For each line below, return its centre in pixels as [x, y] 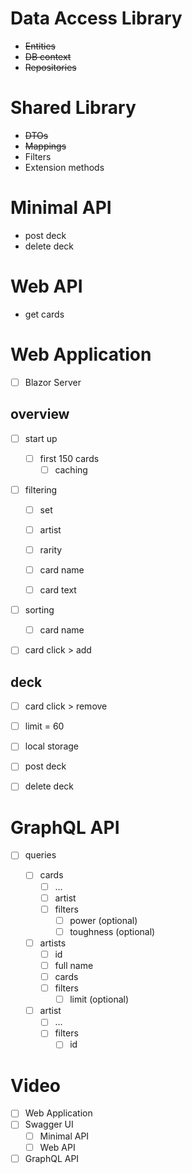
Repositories [50, 67]
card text [58, 590]
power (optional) [103, 920]
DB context [48, 56]
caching [71, 469]
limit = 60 [44, 726]
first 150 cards [69, 458]
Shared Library [73, 108]
